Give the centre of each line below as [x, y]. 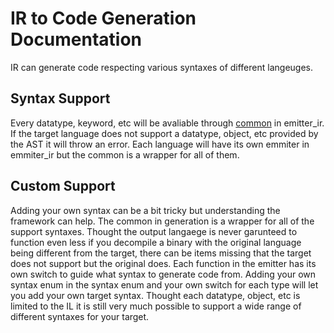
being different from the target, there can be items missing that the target [161, 253]
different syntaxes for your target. [80, 316]
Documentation [76, 39]
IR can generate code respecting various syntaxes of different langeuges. [161, 67]
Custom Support [63, 186]
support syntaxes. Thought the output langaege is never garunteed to [154, 231]
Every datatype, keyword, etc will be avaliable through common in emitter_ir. [167, 123]
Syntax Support [60, 98]
